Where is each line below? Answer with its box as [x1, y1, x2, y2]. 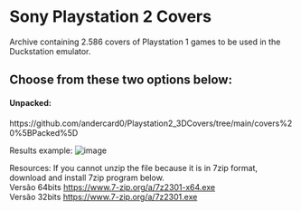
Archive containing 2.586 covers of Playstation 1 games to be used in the [9, 36, 281, 47]
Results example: [9, 145, 73, 156]
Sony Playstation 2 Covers [9, 6, 212, 27]
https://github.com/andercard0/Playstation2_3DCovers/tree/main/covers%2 [9, 118, 293, 129]
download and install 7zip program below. [9, 172, 165, 183]
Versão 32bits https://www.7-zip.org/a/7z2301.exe [9, 191, 198, 202]
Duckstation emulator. [9, 45, 91, 56]
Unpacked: [9, 97, 52, 108]
